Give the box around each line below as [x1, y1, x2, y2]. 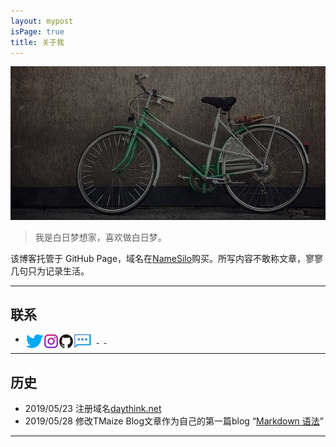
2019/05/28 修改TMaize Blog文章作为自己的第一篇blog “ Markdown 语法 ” [24, 415, 324, 427]
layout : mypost [10, 16, 74, 26]
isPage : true [10, 26, 65, 37]
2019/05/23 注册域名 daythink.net [24, 403, 162, 415]
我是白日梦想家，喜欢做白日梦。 [34, 231, 167, 243]
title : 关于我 [10, 37, 65, 47]
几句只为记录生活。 [10, 265, 90, 277]
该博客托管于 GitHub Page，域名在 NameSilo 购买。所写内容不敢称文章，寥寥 [10, 252, 324, 264]
